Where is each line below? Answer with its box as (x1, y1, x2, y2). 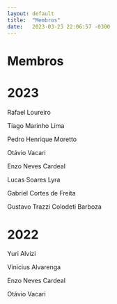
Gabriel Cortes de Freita (7, 189, 76, 197)
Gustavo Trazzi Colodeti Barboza (7, 202, 102, 211)
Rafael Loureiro (7, 108, 51, 116)
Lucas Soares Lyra (7, 175, 61, 184)
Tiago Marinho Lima (7, 121, 65, 129)
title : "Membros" (7, 17, 61, 24)
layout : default (7, 10, 54, 17)
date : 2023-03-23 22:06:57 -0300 (7, 23, 111, 30)
